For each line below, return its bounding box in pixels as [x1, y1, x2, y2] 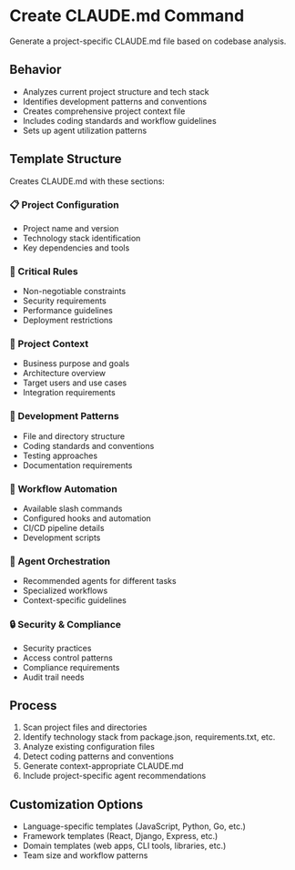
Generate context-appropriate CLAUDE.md [22, 761, 184, 772]
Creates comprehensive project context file [22, 106, 186, 117]
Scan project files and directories [22, 722, 147, 733]
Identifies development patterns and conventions [22, 96, 208, 107]
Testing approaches [22, 450, 98, 461]
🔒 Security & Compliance [9, 619, 121, 631]
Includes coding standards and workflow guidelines [22, 115, 217, 126]
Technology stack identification [22, 232, 141, 243]
